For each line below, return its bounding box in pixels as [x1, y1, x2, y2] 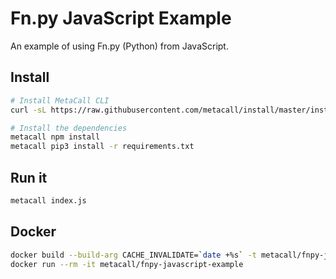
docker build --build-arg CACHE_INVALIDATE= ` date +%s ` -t [10, 250, 257, 260]
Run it [10, 169, 48, 186]
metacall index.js [10, 195, 87, 206]
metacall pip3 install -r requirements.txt [10, 142, 195, 152]
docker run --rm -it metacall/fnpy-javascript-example [10, 259, 244, 269]
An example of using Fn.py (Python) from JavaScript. [10, 40, 229, 52]
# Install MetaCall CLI [10, 95, 110, 106]
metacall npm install [10, 132, 101, 142]
